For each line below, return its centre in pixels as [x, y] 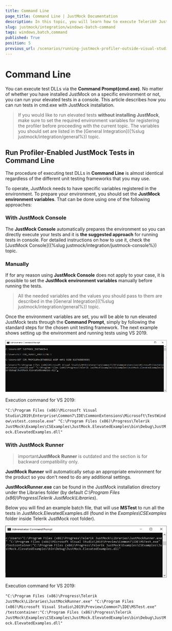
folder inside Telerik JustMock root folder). [50, 519]
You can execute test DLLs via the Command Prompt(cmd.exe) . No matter [84, 88]
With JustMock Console [36, 218]
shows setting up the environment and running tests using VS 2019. [77, 333]
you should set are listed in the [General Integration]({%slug [81, 131]
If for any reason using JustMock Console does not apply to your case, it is [85, 275]
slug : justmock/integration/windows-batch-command [60, 27]
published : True [23, 38]
